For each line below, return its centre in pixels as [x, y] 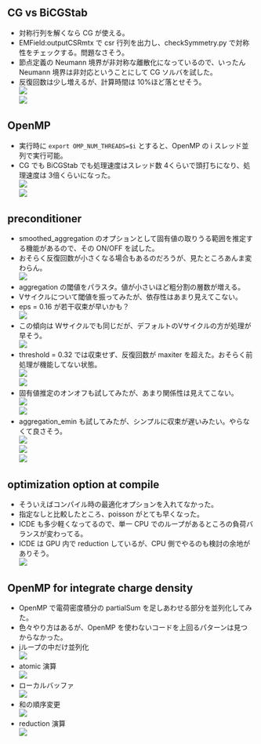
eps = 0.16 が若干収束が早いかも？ [74, 307]
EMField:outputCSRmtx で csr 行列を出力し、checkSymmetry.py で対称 [134, 42]
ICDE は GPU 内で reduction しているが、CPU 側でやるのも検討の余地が [134, 544]
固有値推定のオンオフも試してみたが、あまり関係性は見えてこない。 [128, 393]
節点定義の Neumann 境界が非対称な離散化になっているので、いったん [132, 62]
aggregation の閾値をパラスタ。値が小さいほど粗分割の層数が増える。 [131, 287]
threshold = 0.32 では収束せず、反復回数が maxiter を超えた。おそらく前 [136, 355]
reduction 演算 [42, 724]
